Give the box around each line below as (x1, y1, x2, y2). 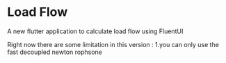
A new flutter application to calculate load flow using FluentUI (7, 27, 184, 35)
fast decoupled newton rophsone (7, 48, 102, 56)
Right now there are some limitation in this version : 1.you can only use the (7, 40, 219, 48)
